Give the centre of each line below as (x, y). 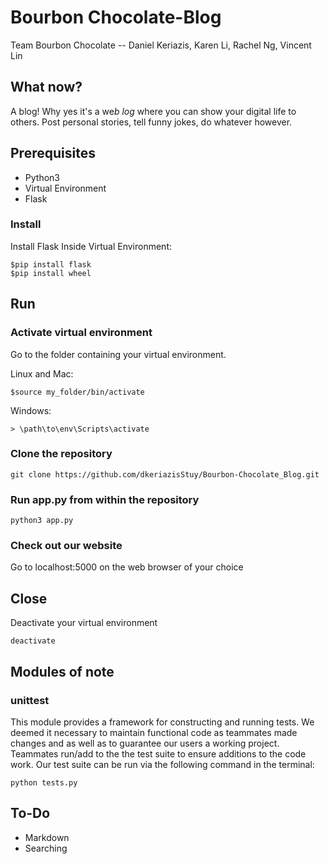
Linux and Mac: (42, 373)
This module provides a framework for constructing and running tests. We (162, 722)
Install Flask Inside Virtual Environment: (91, 246)
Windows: (31, 410)
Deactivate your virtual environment (84, 623)
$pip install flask (51, 264)
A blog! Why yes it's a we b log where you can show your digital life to (153, 111)
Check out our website (66, 546)
